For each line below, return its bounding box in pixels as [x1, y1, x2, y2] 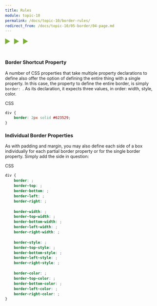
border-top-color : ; [14, 276, 56, 281]
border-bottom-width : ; [14, 220, 62, 224]
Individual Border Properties [5, 132, 74, 139]
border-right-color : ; [14, 291, 60, 296]
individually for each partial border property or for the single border [5, 148, 140, 154]
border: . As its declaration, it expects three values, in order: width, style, [5, 85, 153, 91]
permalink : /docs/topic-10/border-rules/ [5, 18, 91, 23]
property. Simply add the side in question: [5, 154, 89, 160]
